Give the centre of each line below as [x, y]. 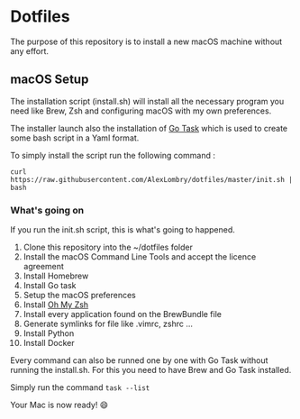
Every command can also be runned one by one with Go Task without [139, 360]
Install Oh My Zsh [56, 305]
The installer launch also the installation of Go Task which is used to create [149, 128]
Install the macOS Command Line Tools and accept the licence [140, 257]
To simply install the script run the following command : [113, 155]
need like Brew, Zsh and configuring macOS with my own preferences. [141, 111]
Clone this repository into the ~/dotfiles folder [108, 247]
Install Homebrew [56, 276]
